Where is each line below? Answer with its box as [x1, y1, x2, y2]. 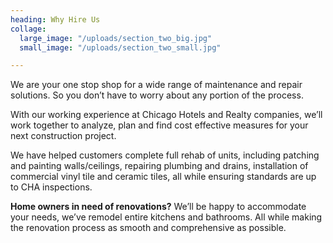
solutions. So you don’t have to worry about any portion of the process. [10, 89, 304, 101]
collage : [10, 24, 47, 34]
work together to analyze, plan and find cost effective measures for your [10, 119, 309, 131]
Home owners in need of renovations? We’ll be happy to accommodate [10, 201, 307, 213]
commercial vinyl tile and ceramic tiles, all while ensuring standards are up [10, 171, 317, 183]
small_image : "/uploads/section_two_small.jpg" [19, 42, 222, 53]
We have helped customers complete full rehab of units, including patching [10, 149, 320, 161]
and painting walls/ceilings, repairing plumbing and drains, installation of [10, 160, 309, 172]
